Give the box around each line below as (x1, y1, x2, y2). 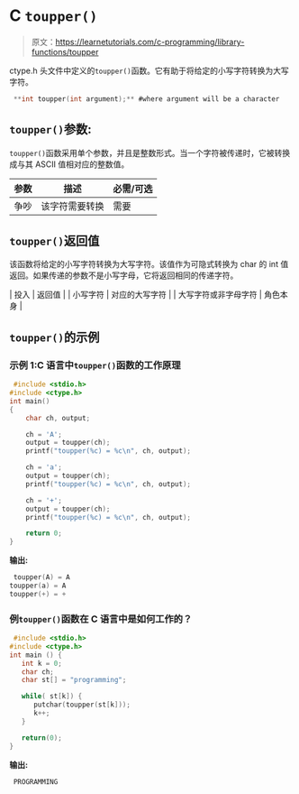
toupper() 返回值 (9, 234, 100, 249)
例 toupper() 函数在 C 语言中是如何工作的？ (9, 613, 193, 625)
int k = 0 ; (21, 659, 63, 668)
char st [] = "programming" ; (21, 676, 127, 685)
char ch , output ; (25, 413, 91, 422)
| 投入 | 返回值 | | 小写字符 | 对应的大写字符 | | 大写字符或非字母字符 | (9, 290, 263, 300)
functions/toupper (31, 46, 99, 57)
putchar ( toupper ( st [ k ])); (32, 700, 131, 709)
